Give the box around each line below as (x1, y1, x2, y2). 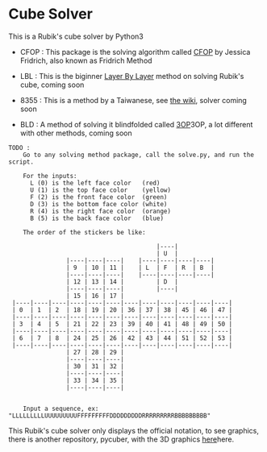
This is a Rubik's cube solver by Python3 (8, 31, 144, 41)
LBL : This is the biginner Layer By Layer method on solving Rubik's (19, 71, 244, 81)
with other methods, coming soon (19, 128, 132, 138)
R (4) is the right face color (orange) (29, 207, 172, 215)
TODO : (8, 143, 31, 151)
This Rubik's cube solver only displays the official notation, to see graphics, (8, 425, 260, 435)
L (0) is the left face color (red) (29, 179, 161, 187)
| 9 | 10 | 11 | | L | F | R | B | (65, 263, 215, 272)
